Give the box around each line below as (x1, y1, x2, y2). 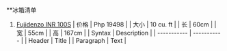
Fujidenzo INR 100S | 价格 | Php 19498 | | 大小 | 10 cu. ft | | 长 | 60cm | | (16, 20, 217, 29)
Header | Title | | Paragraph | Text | (28, 37, 127, 44)
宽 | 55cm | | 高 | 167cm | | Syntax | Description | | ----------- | (16, 29, 192, 37)
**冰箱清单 (6, 6, 37, 14)
